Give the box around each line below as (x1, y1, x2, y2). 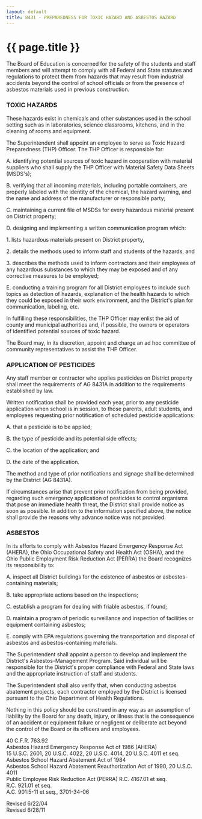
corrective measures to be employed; (6, 272, 99, 279)
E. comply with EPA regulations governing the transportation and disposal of (6, 633, 195, 640)
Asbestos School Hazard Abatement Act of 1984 (6, 756, 126, 764)
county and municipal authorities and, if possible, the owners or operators (6, 321, 189, 328)
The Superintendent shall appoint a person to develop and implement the (6, 651, 188, 658)
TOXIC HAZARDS (6, 101, 58, 109)
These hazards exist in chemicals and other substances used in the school (6, 115, 191, 122)
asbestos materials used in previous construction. (6, 86, 130, 93)
